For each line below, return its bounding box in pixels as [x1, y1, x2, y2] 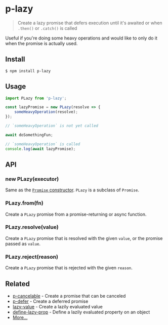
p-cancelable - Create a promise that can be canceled [12, 293, 126, 299]
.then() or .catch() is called [17, 25, 77, 31]
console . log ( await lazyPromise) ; [5, 146, 76, 151]
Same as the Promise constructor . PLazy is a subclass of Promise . [5, 187, 139, 193]
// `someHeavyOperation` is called [5, 141, 80, 147]
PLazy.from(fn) [5, 199, 44, 207]
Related [5, 279, 30, 288]
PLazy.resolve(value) [5, 224, 59, 231]
